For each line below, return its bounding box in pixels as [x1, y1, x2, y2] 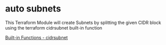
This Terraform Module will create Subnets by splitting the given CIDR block [5, 19, 161, 25]
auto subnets [5, 3, 61, 14]
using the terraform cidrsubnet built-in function [5, 24, 102, 30]
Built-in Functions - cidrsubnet [5, 34, 68, 40]
